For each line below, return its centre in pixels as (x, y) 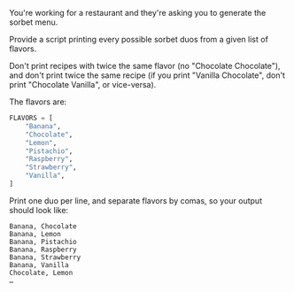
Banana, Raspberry (43, 250)
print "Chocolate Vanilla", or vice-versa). (83, 85)
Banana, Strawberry (45, 257)
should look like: (39, 210)
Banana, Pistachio (43, 242)
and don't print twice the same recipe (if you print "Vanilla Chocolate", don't (147, 75)
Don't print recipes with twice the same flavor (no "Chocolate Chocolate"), (145, 66)
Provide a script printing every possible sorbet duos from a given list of (139, 39)
